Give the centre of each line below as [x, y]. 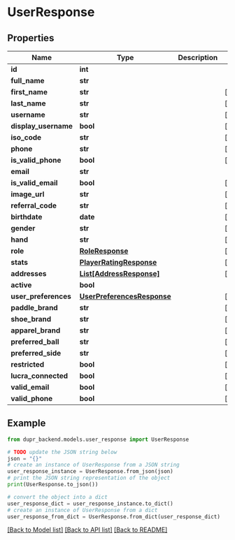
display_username [42, 126]
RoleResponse [104, 251]
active [21, 285]
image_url [28, 194]
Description [198, 58]
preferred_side [36, 353]
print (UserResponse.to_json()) [53, 485]
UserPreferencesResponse [125, 296]
